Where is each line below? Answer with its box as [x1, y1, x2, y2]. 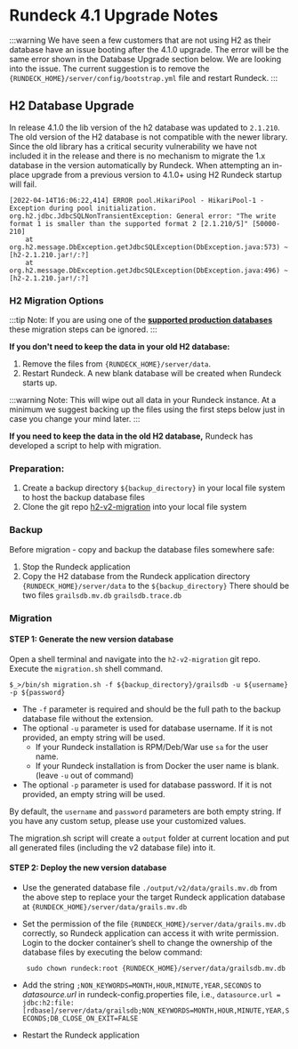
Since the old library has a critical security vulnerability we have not [9, 141, 258, 151]
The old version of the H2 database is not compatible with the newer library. [9, 131, 288, 142]
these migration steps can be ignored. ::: [9, 324, 157, 335]
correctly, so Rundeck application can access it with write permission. [21, 927, 279, 939]
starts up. [21, 377, 58, 388]
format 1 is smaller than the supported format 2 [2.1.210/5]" [9, 219, 249, 228]
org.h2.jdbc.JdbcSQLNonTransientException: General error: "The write [9, 211, 277, 221]
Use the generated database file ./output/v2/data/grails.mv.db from [21, 882, 278, 892]
